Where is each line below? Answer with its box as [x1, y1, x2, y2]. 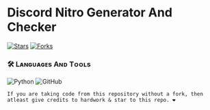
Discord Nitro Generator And [7, 5, 173, 20]
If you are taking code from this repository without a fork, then [7, 91, 204, 98]
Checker [7, 19, 57, 35]
